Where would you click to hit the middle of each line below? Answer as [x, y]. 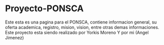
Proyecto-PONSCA [44, 9]
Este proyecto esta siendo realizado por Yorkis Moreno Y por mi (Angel [77, 32]
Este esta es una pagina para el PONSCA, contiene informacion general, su [81, 22]
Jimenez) [14, 38]
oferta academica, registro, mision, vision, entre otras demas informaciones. [82, 27]
